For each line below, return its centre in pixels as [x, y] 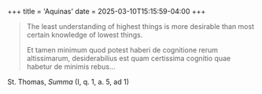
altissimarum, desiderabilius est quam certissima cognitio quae [129, 58]
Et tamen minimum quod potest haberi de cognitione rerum [122, 50]
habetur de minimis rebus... [71, 67]
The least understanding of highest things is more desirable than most [140, 26]
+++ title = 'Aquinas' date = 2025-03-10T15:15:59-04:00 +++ [107, 11]
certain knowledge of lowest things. [85, 35]
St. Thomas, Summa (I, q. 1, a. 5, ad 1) [68, 82]
